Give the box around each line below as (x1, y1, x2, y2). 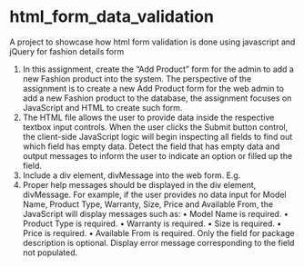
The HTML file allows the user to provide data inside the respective (22, 112, 275, 123)
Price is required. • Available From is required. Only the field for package (22, 227, 295, 238)
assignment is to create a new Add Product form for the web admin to (22, 83, 285, 94)
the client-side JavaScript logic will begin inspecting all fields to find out (22, 131, 293, 142)
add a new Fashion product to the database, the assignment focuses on (22, 93, 292, 104)
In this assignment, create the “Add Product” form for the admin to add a (22, 64, 294, 74)
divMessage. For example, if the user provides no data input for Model (22, 189, 287, 200)
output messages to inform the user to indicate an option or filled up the (22, 150, 293, 161)
